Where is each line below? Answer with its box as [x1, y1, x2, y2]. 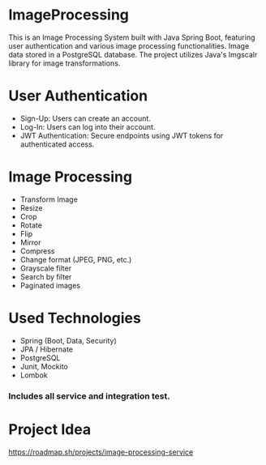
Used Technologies [8, 309, 142, 327]
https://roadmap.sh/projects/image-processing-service [8, 447, 194, 457]
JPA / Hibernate [19, 344, 74, 354]
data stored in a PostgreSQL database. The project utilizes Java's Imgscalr [8, 49, 258, 59]
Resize [19, 203, 43, 212]
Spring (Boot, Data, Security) [19, 335, 118, 345]
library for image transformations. [8, 58, 121, 68]
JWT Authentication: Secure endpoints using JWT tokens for [19, 130, 224, 140]
